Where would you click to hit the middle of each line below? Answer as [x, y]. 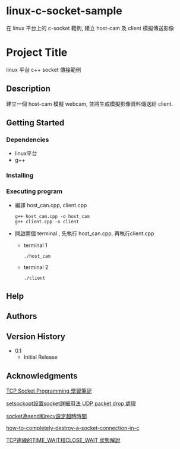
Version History [36, 336]
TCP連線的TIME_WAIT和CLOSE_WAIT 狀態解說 [63, 440]
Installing [20, 175]
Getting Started [35, 123]
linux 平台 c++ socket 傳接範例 [44, 69]
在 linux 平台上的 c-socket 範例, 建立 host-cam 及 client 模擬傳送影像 [90, 28]
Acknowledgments [42, 376]
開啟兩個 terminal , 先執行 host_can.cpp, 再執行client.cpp [84, 233]
